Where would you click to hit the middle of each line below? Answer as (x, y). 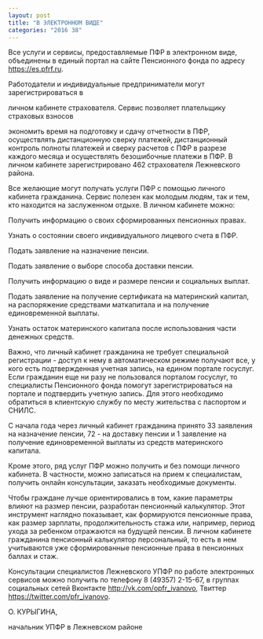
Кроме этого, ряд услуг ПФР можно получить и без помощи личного (124, 466)
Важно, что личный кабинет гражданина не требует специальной (119, 352)
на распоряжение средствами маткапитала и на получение (109, 305)
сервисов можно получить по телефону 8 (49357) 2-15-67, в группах (124, 580)
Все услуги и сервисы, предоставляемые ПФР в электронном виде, (123, 53)
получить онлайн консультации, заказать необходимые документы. (122, 483)
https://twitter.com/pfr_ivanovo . (59, 597)
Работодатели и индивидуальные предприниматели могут (107, 84)
